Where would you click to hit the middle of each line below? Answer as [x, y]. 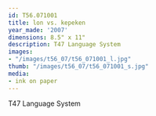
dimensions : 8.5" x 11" [47, 37]
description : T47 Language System [65, 45]
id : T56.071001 [33, 15]
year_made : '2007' [38, 30]
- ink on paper [33, 81]
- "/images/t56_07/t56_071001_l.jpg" [70, 60]
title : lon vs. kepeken [47, 23]
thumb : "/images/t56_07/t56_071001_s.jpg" [78, 67]
